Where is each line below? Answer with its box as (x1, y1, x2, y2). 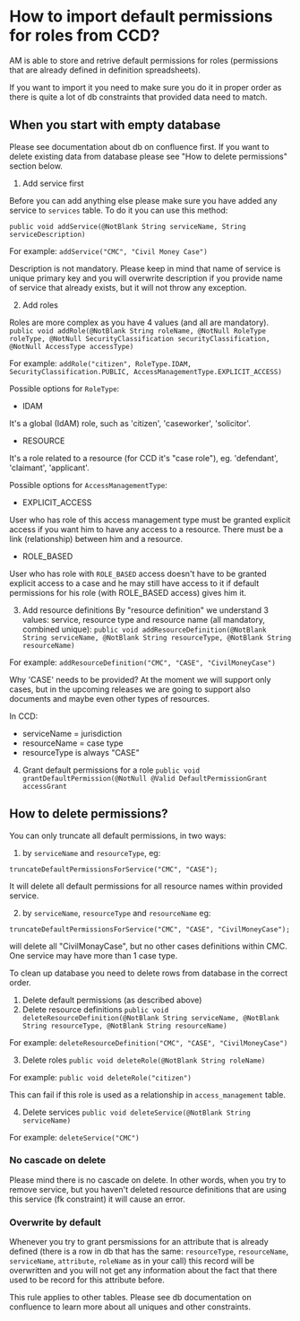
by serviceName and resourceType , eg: (21, 847, 161, 858)
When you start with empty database (9, 118, 221, 133)
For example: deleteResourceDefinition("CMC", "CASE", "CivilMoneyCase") (9, 1037, 288, 1047)
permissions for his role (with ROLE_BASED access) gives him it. (9, 587, 247, 598)
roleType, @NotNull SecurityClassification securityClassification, (9, 334, 270, 343)
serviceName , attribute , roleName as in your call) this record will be (9, 1255, 255, 1266)
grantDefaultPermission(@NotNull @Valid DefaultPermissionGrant (21, 774, 268, 783)
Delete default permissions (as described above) (21, 994, 202, 1005)
